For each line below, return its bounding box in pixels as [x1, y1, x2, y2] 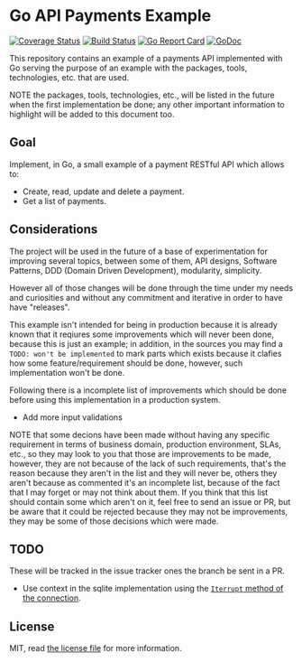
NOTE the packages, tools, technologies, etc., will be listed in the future [9, 89, 275, 100]
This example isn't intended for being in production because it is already [9, 319, 278, 330]
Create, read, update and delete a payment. [22, 186, 185, 197]
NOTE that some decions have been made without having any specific [9, 429, 270, 440]
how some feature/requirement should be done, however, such [9, 358, 243, 368]
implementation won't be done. [9, 367, 125, 378]
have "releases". [9, 302, 70, 312]
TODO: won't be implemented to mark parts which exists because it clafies [9, 348, 282, 359]
